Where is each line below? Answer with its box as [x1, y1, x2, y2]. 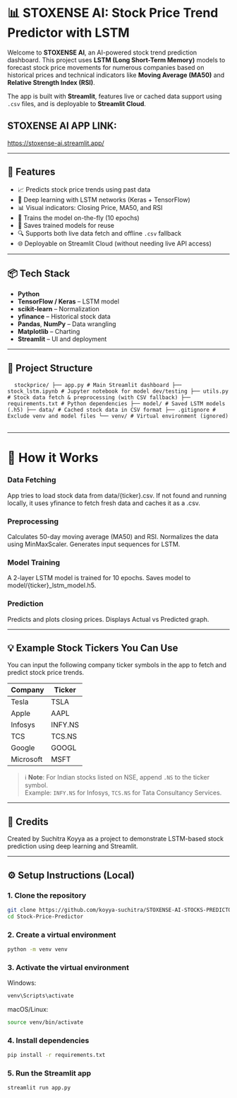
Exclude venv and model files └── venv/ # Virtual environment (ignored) [7, 412, 229, 420]
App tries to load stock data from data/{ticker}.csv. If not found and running [7, 491, 227, 499]
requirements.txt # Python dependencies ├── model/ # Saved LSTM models [7, 400, 226, 408]
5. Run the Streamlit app [7, 1068, 92, 1078]
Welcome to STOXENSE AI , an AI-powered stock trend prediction [7, 48, 197, 57]
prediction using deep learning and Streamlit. [7, 842, 139, 850]
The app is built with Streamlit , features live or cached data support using [7, 92, 222, 100]
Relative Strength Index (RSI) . [7, 78, 95, 86]
